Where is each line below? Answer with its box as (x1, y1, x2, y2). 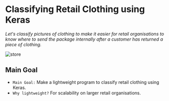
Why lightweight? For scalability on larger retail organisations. (12, 89, 141, 96)
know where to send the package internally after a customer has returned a (5, 36, 163, 42)
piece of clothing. (5, 41, 42, 47)
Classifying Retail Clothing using (5, 4, 145, 15)
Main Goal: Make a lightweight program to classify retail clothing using (12, 79, 159, 85)
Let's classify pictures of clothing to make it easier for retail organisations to (5, 31, 164, 37)
